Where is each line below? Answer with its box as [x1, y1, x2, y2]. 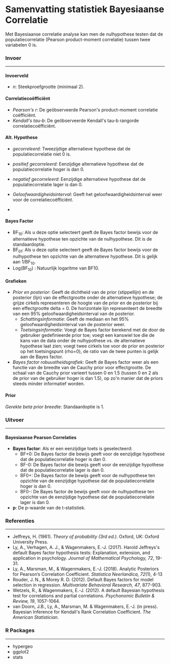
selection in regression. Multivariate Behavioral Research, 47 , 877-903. [12, 582, 162, 588]
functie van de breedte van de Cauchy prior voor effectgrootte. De [12, 365, 151, 371]
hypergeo [12, 643, 33, 649]
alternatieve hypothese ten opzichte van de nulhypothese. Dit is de [12, 236, 152, 242]
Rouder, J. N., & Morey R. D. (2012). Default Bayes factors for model [12, 576, 154, 583]
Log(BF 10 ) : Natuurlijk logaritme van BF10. [12, 265, 100, 272]
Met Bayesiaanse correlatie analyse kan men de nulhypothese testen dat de [5, 31, 163, 37]
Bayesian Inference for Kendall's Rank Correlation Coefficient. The [12, 609, 151, 615]
